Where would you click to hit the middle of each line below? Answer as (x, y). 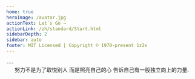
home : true (20, 12)
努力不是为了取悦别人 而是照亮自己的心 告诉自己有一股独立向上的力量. (102, 69)
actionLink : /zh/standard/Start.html (54, 29)
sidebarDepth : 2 (27, 34)
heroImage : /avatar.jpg (36, 17)
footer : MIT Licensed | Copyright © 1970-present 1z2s (77, 46)
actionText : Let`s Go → (36, 23)
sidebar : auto (24, 40)
